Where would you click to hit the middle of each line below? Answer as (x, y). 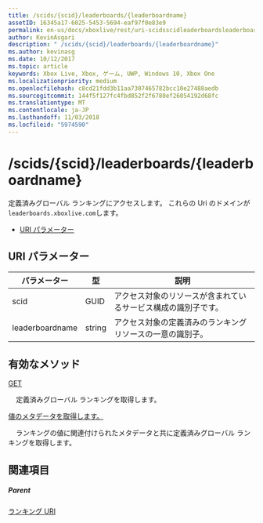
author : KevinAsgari (42, 37)
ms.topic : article (38, 67)
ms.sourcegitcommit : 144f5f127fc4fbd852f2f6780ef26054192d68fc (113, 96)
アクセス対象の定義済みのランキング (180, 322)
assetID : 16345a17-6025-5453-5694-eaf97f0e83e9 (87, 23)
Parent (20, 490)
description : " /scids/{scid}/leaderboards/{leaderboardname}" (113, 45)
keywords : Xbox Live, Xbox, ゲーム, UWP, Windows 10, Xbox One (112, 74)
